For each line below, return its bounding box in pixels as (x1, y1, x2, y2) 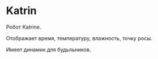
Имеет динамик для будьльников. (6, 46, 91, 53)
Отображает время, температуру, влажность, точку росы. (6, 34, 153, 41)
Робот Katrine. (6, 23, 42, 30)
